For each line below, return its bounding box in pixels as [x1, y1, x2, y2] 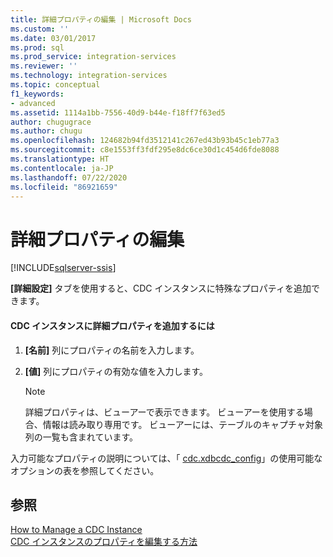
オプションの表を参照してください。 [10, 464, 160, 476]
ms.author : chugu [10, 126, 83, 136]
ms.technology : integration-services [10, 71, 168, 81]
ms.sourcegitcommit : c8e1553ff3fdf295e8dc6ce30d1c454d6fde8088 [10, 145, 280, 155]
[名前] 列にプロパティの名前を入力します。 [24, 344, 200, 356]
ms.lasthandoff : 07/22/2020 [10, 172, 128, 183]
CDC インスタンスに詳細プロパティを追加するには [10, 319, 215, 331]
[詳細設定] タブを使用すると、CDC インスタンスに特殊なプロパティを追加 [10, 282, 312, 295]
